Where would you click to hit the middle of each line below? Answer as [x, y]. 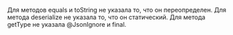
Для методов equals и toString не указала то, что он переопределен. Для [117, 10]
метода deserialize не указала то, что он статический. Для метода [106, 17]
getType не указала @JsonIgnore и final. [67, 24]
